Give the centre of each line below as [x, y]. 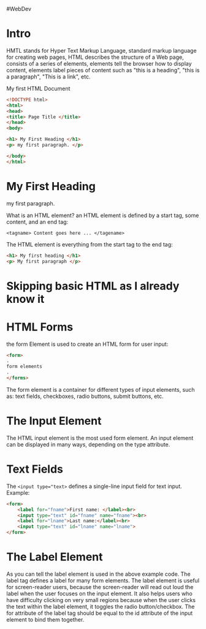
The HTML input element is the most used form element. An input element [100, 438]
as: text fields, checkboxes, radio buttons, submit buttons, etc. [85, 396]
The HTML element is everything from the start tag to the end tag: [90, 244]
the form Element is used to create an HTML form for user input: [87, 344]
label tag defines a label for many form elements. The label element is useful [103, 580]
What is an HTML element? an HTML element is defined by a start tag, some [103, 215]
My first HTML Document [38, 88]
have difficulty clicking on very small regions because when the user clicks [101, 600]
